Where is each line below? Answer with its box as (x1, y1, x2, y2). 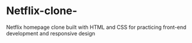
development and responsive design (6, 29, 96, 37)
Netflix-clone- (6, 4, 77, 18)
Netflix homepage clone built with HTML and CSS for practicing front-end (6, 24, 187, 31)
